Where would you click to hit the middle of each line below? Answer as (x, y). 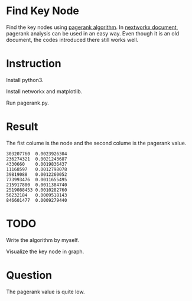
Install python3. (25, 80)
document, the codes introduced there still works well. (72, 40)
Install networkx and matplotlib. (44, 91)
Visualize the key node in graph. (45, 251)
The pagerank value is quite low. (45, 292)
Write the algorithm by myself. (43, 240)
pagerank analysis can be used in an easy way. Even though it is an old (93, 33)
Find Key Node (43, 11)
